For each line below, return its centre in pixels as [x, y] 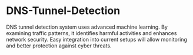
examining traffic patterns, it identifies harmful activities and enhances [91, 33]
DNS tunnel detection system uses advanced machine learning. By [87, 27]
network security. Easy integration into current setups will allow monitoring [96, 39]
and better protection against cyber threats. [59, 46]
